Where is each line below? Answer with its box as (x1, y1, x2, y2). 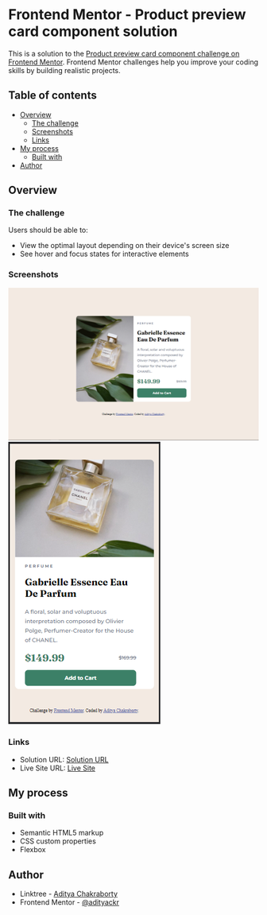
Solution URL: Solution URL (19, 754, 109, 764)
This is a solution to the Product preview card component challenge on (8, 48, 240, 58)
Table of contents (8, 89, 97, 103)
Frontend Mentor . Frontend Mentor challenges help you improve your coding (8, 57, 259, 67)
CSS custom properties (19, 836, 97, 846)
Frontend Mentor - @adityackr (19, 898, 120, 907)
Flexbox (19, 845, 46, 855)
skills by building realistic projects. (8, 65, 121, 75)
